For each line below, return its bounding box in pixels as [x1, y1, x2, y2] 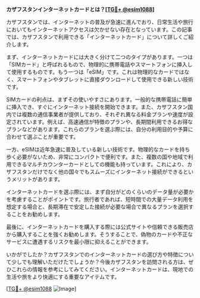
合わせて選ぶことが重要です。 [6, 134, 79, 140]
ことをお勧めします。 [11, 211, 64, 218]
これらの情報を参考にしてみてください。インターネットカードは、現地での [11, 266, 194, 273]
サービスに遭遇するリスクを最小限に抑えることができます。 [6, 238, 152, 245]
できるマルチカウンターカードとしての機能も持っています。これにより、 [11, 161, 187, 167]
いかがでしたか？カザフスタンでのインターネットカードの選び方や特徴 [6, 251, 179, 258]
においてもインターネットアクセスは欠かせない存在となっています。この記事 [6, 26, 192, 33]
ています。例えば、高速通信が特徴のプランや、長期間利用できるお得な [21, 119, 193, 125]
